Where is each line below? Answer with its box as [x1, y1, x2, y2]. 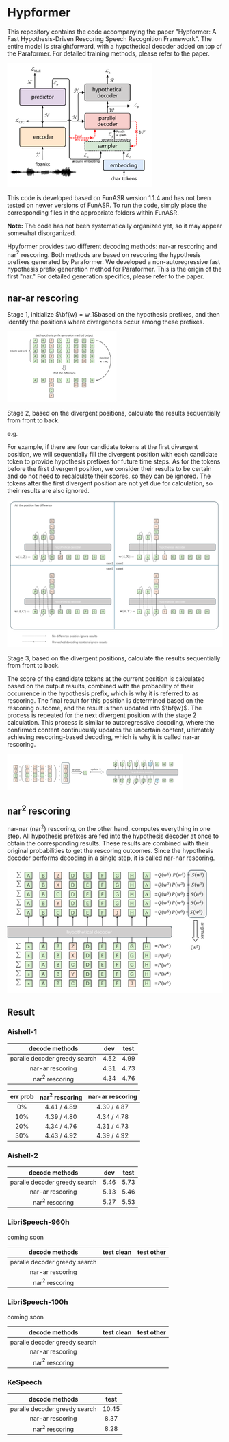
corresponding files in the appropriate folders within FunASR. [7, 208, 179, 217]
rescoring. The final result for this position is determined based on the [7, 697, 204, 705]
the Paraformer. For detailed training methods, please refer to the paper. [7, 49, 210, 58]
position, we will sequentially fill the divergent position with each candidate [7, 450, 218, 458]
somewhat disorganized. [7, 228, 77, 237]
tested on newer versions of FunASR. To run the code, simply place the [7, 201, 207, 209]
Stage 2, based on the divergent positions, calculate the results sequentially [7, 409, 221, 417]
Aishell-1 [7, 1027, 38, 1037]
